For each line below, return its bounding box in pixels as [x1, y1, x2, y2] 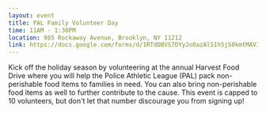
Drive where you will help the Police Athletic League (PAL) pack [8, 71, 215, 81]
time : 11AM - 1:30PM [8, 26, 77, 34]
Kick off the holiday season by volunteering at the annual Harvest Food [8, 62, 240, 72]
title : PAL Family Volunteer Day [8, 19, 119, 27]
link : [8, 41, 26, 49]
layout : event [8, 11, 55, 20]
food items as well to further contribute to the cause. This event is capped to [8, 88, 258, 97]
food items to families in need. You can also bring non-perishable [44, 80, 257, 89]
